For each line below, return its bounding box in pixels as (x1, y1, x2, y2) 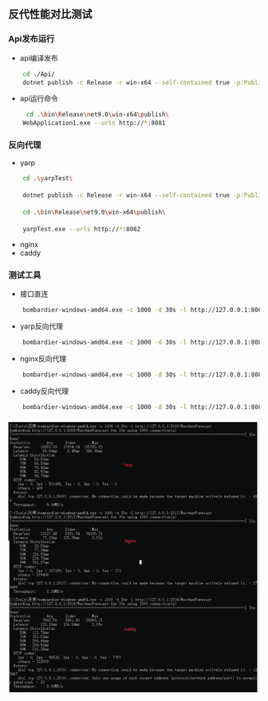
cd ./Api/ (22, 70, 56, 78)
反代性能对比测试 (8, 7, 93, 22)
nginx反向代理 (19, 353, 66, 363)
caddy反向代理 (19, 386, 69, 396)
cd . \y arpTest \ (22, 175, 73, 183)
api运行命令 (19, 94, 58, 104)
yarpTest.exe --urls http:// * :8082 (22, 225, 141, 233)
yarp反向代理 (19, 321, 64, 331)
